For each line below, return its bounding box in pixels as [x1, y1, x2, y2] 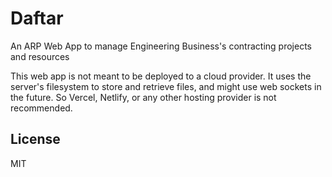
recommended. [10, 102, 73, 114]
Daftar [10, 7, 64, 30]
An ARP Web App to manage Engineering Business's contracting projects [10, 40, 312, 52]
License [10, 131, 61, 148]
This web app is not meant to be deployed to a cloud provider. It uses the [10, 70, 312, 82]
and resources [10, 50, 70, 62]
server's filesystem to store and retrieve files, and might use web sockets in [10, 80, 322, 92]
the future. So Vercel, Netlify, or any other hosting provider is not [10, 91, 277, 103]
